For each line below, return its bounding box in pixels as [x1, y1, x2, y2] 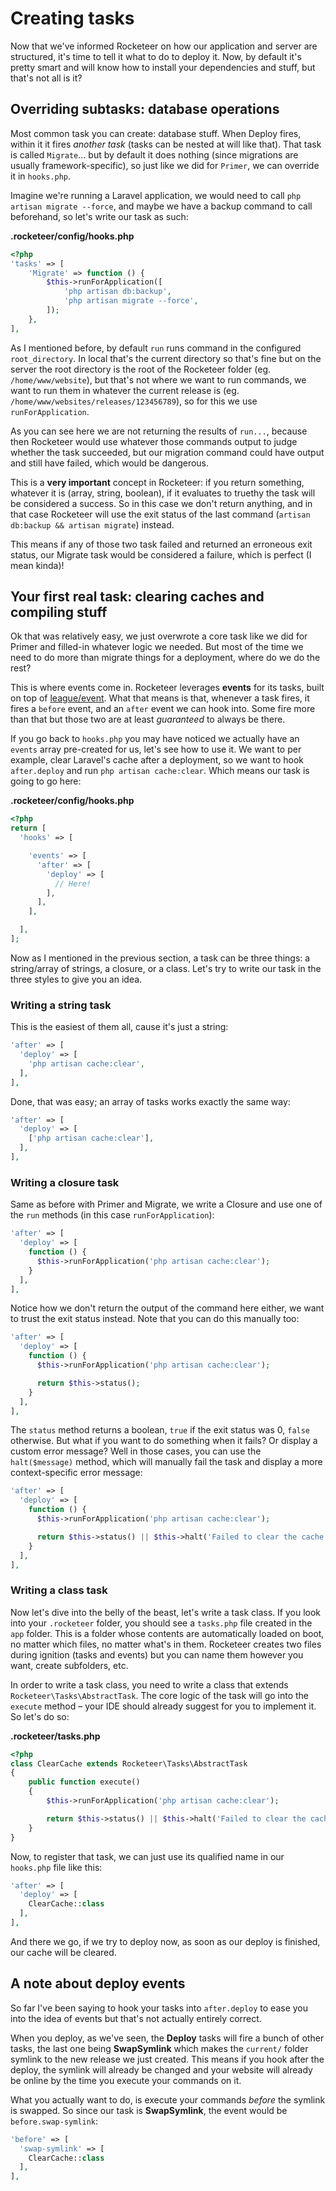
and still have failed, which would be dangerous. [10, 457, 210, 469]
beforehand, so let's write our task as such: [10, 210, 189, 222]
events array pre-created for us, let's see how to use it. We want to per [10, 743, 302, 756]
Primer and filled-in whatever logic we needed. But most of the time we [10, 641, 304, 653]
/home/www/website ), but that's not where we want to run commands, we [10, 373, 307, 386]
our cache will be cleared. [10, 1946, 117, 1958]
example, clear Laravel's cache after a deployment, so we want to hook [10, 754, 304, 766]
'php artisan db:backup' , [63, 287, 172, 297]
